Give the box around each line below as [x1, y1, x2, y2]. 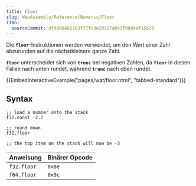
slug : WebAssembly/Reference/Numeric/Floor [6, 14, 115, 20]
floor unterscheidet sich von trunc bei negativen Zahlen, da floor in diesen [6, 59, 191, 66]
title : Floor [6, 8, 38, 15]
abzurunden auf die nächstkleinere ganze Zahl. [6, 48, 121, 55]
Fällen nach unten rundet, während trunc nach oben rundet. [6, 66, 152, 73]
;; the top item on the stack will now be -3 [6, 141, 120, 146]
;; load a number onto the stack [6, 110, 89, 116]
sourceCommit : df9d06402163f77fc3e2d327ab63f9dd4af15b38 [11, 25, 155, 31]
